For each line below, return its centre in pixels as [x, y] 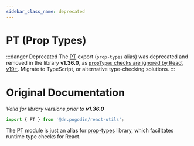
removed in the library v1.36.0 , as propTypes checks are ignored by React [95, 62]
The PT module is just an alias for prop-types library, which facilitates [90, 131]
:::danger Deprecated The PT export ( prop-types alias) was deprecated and [97, 57]
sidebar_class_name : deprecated [45, 11]
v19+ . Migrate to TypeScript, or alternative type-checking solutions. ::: [91, 69]
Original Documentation [65, 93]
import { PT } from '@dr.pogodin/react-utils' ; [65, 119]
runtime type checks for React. [43, 137]
